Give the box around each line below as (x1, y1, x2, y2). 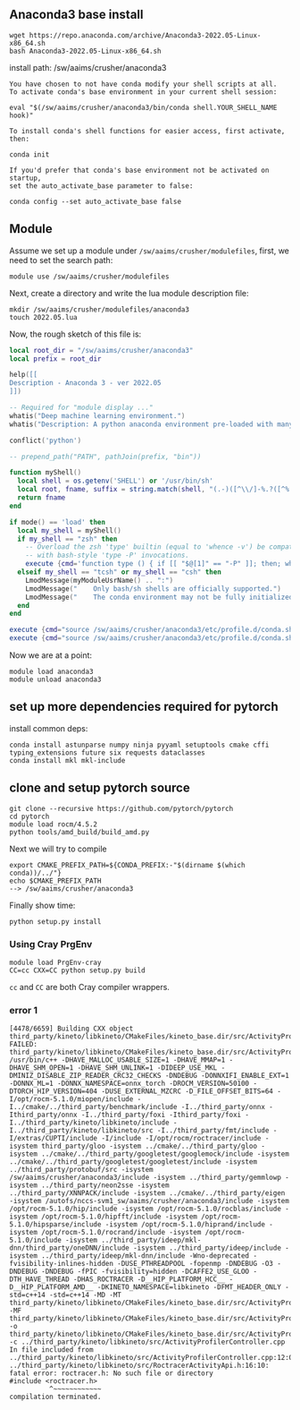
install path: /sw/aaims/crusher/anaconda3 (9, 62, 167, 73)
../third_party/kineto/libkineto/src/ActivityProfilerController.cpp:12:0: (9, 1354, 297, 1363)
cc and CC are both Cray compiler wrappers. (9, 981, 170, 992)
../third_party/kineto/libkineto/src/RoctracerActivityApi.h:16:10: (9, 1361, 270, 1371)
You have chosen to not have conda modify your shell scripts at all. (9, 80, 278, 89)
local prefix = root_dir (9, 354, 102, 363)
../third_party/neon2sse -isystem (41, 1181, 170, 1190)
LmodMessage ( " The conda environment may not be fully (25, 593, 246, 602)
